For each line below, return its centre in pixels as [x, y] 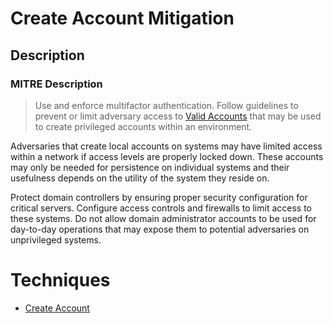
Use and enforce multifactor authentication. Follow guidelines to [166, 105]
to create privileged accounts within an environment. [143, 126]
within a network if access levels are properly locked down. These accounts [167, 156]
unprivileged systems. [56, 239]
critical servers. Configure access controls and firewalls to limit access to [161, 208]
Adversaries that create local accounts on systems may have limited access [166, 146]
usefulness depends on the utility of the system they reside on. [140, 178]
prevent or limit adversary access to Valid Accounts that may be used [178, 116]
